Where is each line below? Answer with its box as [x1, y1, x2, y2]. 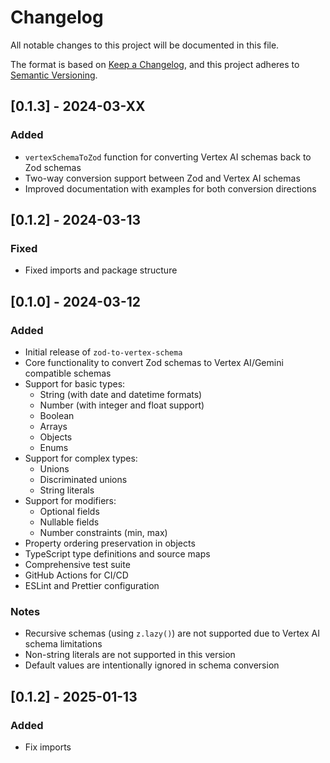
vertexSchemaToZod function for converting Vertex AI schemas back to [24, 151, 312, 163]
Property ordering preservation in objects [24, 537, 196, 549]
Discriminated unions [39, 474, 128, 485]
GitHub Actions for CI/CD [24, 569, 129, 581]
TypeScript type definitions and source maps [24, 548, 211, 560]
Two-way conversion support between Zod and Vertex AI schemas [24, 172, 301, 184]
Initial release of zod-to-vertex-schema [24, 346, 183, 358]
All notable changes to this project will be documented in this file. [10, 39, 280, 51]
